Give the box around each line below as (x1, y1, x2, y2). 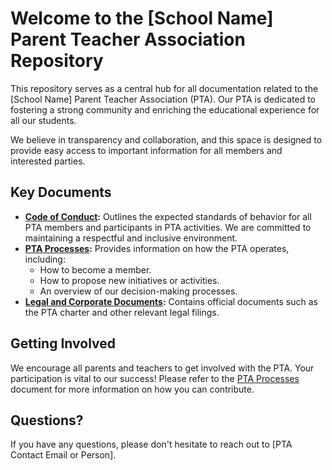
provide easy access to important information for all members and (10, 144, 283, 156)
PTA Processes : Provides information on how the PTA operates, (24, 242, 290, 254)
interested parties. (10, 155, 86, 167)
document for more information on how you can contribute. (10, 383, 255, 395)
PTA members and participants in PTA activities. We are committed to (24, 221, 312, 233)
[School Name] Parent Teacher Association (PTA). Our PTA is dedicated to (10, 93, 316, 105)
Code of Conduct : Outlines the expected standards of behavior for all (24, 210, 312, 222)
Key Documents (10, 184, 112, 201)
